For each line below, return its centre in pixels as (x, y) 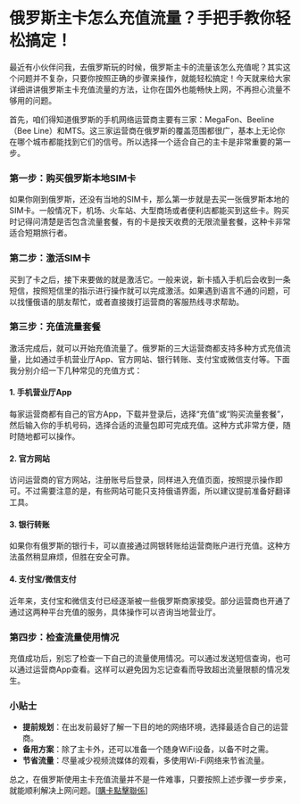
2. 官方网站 (30, 458)
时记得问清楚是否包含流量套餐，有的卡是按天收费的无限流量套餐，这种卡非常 (150, 222)
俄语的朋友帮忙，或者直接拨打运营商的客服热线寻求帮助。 (138, 302)
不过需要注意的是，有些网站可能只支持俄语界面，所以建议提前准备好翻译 (158, 491)
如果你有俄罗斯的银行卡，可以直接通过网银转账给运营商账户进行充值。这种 (146, 546)
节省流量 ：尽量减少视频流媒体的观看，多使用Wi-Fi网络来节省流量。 (146, 760)
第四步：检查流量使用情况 (64, 637)
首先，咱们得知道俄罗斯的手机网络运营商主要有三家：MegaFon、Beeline (142, 119)
